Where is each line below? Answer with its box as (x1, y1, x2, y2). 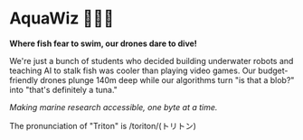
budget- (257, 65, 289, 76)
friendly (9, 74, 39, 85)
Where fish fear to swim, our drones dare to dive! (9, 38, 197, 49)
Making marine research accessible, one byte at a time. (9, 101, 218, 112)
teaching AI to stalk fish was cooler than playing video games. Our (9, 65, 256, 76)
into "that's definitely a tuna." (9, 84, 118, 95)
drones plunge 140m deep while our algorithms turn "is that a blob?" (40, 74, 295, 85)
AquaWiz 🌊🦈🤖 (9, 8, 115, 29)
